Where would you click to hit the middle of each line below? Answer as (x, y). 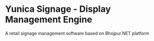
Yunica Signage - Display (58, 9)
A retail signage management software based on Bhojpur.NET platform (77, 33)
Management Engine (49, 20)
